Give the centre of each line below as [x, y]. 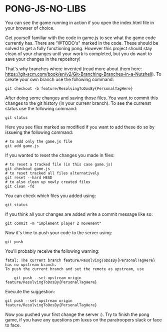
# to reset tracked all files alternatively [52, 173]
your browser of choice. [30, 28]
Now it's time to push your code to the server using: [59, 232]
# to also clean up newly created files [48, 182]
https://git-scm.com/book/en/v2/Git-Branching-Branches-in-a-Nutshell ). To [83, 74]
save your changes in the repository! [43, 59]
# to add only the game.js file [39, 141]
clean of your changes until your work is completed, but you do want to [79, 54]
